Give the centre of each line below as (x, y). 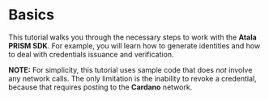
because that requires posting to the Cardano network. (100, 87)
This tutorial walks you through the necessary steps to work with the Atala (132, 37)
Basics (32, 15)
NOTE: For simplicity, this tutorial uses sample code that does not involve (130, 69)
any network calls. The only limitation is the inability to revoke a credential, (132, 78)
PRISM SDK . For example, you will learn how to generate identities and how (134, 45)
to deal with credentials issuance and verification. (91, 54)
